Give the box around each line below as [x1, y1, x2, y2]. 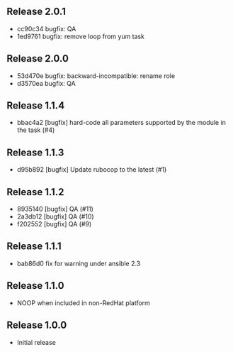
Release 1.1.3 [6, 146, 64, 158]
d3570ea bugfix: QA [16, 79, 76, 87]
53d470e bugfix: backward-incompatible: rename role [16, 71, 175, 80]
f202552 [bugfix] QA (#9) [16, 220, 92, 229]
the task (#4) [16, 126, 55, 134]
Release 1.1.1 [6, 241, 62, 253]
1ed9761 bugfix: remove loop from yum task [16, 32, 144, 40]
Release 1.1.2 [6, 186, 64, 198]
